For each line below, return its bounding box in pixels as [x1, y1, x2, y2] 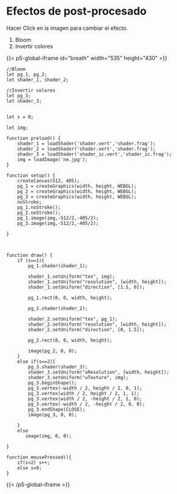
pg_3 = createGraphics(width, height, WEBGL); [17, 193, 137, 200]
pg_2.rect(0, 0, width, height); [28, 337, 113, 343]
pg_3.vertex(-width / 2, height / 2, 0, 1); [28, 385, 142, 391]
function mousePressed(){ [6, 454, 72, 460]
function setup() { [6, 172, 56, 179]
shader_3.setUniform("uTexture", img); [28, 374, 129, 380]
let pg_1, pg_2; [6, 71, 47, 77]
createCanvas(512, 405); [17, 177, 80, 184]
